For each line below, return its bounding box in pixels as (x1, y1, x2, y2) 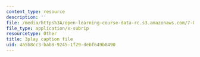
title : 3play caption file (6, 36, 73, 42)
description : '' (6, 14, 46, 20)
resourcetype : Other (6, 31, 58, 37)
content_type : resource (6, 8, 65, 15)
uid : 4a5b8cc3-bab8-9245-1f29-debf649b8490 (6, 42, 116, 48)
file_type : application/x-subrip (6, 25, 89, 31)
